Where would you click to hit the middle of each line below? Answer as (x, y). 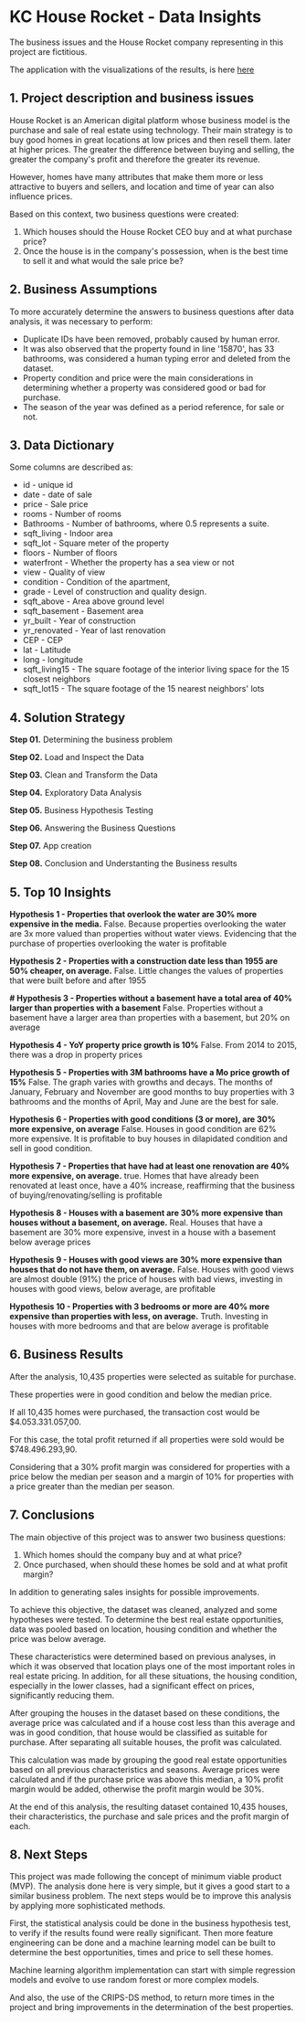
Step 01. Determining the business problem (91, 740)
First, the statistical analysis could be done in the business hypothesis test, (150, 1923)
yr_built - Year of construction (79, 621)
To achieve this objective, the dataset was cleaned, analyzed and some (143, 1609)
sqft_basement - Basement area (83, 611)
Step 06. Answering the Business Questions (93, 828)
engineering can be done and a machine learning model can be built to (142, 1943)
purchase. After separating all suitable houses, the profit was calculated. (146, 1741)
